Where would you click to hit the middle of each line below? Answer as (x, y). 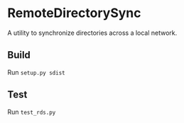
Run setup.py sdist (36, 72)
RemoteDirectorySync (74, 13)
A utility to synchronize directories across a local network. (92, 33)
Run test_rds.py (32, 112)
